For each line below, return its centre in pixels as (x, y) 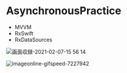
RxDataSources (34, 39)
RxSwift (24, 33)
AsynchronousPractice (64, 11)
